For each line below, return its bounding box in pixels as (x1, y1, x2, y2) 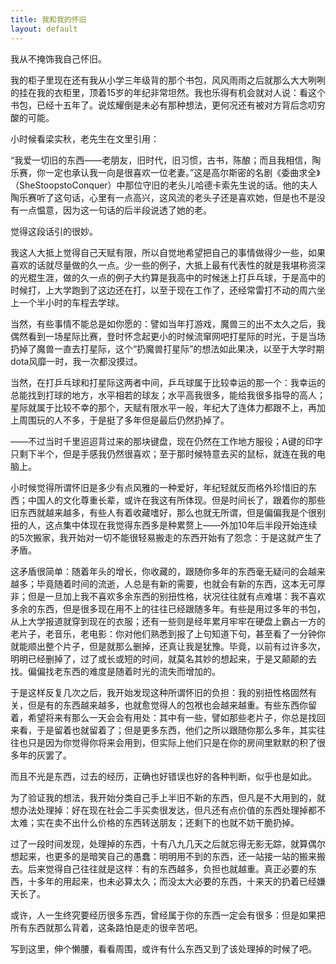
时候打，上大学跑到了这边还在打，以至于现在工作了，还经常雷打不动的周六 (10, 284, 317, 296)
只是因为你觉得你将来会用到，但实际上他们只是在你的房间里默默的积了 (27, 736, 317, 748)
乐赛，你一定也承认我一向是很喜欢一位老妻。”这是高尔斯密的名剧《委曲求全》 (10, 166, 321, 178)
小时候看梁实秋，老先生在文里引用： (10, 132, 160, 145)
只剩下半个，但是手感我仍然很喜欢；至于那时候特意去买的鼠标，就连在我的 (10, 447, 317, 460)
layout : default (10, 24, 78, 34)
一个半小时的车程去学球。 (18, 296, 125, 308)
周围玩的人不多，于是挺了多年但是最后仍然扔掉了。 (18, 414, 230, 426)
